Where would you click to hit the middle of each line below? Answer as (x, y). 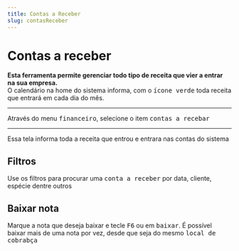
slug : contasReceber (38, 21)
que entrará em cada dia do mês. (56, 98)
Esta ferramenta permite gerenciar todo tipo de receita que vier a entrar (115, 75)
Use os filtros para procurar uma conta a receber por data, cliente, (110, 178)
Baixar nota (33, 208)
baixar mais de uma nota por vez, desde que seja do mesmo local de (112, 233)
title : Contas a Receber (44, 14)
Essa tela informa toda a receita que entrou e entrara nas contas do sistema (118, 139)
